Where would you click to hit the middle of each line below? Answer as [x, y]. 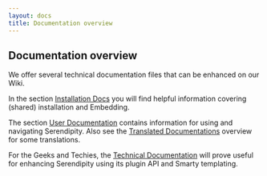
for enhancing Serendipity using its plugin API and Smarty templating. [123, 164]
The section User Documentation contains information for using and [121, 123]
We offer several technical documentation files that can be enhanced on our [134, 75]
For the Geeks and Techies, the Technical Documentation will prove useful [131, 155]
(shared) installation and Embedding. [69, 107]
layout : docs [30, 16]
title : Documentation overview [61, 23]
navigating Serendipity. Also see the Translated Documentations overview [130, 131]
